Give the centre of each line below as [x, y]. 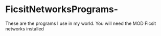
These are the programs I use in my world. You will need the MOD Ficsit [81, 23]
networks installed [25, 28]
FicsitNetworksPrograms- [62, 9]
